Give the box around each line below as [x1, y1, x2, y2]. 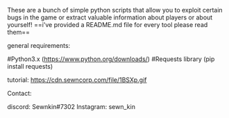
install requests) [7, 62, 53, 70]
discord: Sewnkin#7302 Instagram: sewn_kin [7, 103, 135, 110]
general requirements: [7, 42, 71, 49]
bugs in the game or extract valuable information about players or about [7, 13, 213, 22]
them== [7, 28, 30, 36]
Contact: [7, 90, 33, 97]
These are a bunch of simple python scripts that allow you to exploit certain [7, 6, 223, 14]
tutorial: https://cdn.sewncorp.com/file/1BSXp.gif [7, 76, 147, 84]
